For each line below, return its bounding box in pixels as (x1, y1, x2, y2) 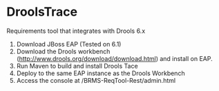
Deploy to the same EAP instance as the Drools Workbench (16, 69, 185, 77)
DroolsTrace (6, 4, 78, 20)
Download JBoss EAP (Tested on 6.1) (16, 40, 122, 48)
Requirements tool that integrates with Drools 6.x (6, 27, 146, 35)
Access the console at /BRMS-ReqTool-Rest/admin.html (16, 76, 176, 84)
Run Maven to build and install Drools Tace (16, 62, 139, 70)
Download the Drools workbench (16, 47, 111, 55)
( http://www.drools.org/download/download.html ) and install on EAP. (16, 54, 213, 62)
